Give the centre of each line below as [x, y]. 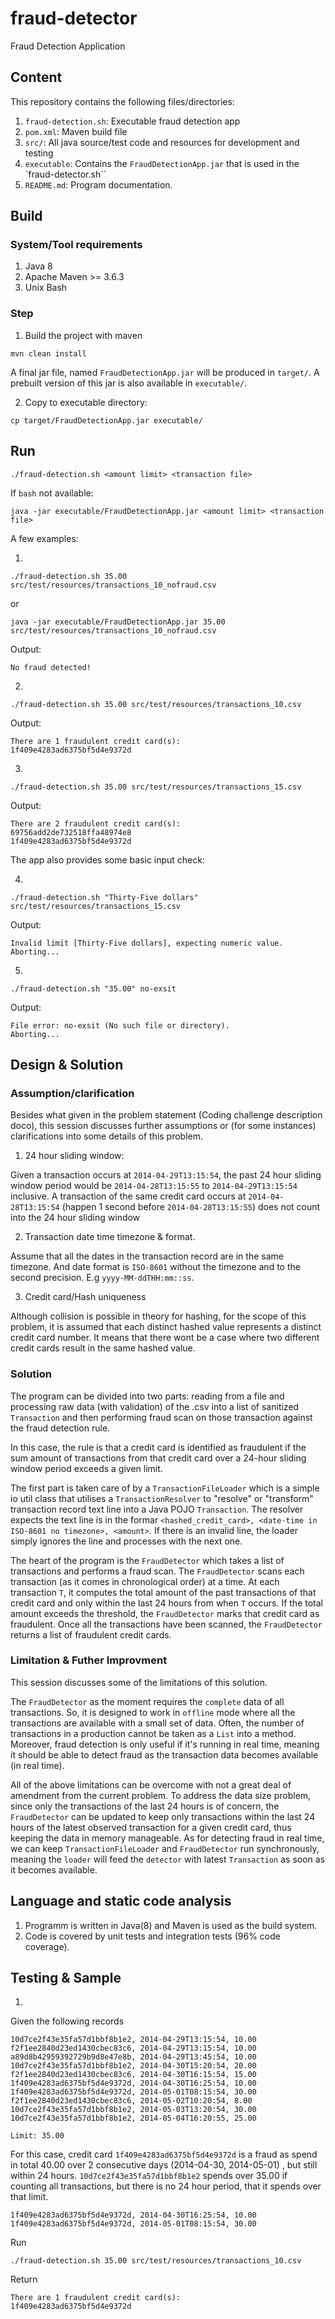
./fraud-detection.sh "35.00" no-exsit [93, 988]
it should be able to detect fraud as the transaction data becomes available [164, 1754]
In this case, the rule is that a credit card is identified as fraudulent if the [158, 1447]
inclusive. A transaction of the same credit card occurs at [128, 1196]
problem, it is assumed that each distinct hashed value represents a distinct [166, 1327]
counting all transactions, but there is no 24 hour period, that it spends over [166, 2186]
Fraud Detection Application [68, 46]
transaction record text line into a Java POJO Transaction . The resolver [157, 1509]
